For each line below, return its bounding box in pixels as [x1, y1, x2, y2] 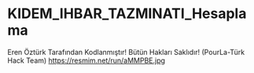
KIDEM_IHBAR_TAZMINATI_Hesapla [7, 5, 247, 23]
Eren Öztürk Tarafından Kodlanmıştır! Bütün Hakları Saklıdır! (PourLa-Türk [7, 47, 245, 57]
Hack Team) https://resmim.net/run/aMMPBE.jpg [7, 56, 166, 65]
